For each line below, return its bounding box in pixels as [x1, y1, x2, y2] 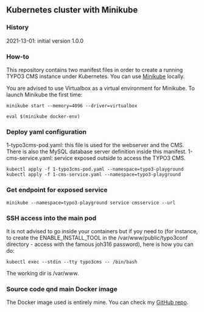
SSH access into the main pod [6, 214, 96, 222]
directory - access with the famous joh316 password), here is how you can [6, 241, 194, 248]
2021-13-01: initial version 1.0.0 [6, 37, 84, 45]
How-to [6, 52, 29, 60]
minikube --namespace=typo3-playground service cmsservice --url [6, 200, 175, 206]
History [6, 23, 29, 32]
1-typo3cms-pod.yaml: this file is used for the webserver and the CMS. [6, 142, 185, 149]
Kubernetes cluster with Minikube [6, 5, 138, 15]
